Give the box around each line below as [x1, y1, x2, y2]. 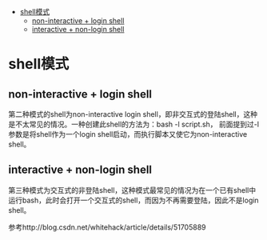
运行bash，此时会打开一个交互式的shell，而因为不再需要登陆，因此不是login [8, 195, 259, 205]
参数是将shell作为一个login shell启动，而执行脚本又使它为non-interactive [8, 130, 248, 138]
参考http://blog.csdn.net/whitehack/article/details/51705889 [8, 222, 206, 232]
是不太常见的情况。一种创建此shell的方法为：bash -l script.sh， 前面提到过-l [8, 119, 260, 129]
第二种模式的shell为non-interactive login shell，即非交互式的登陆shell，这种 [8, 110, 258, 118]
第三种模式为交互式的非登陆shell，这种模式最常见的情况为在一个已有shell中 [8, 185, 257, 194]
